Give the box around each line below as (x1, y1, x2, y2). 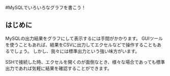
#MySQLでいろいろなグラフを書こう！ (5, 5, 87, 10)
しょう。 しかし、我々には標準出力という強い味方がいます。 (14, 48, 140, 54)
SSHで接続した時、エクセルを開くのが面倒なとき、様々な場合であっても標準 (5, 59, 165, 65)
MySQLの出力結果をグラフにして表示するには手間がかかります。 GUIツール (5, 35, 163, 41)
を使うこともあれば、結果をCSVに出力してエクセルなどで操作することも (5, 41, 157, 47)
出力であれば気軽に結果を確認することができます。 (5, 65, 112, 71)
